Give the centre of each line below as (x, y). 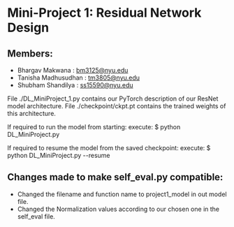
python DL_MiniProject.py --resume (59, 155)
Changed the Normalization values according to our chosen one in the (118, 209)
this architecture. (31, 113)
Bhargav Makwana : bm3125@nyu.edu (73, 70)
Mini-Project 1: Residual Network (104, 13)
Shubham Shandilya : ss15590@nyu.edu (75, 85)
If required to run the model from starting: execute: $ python (94, 127)
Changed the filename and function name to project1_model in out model (122, 194)
